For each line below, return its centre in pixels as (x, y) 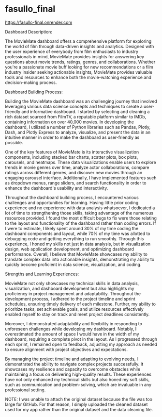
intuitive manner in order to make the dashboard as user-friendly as (72, 137)
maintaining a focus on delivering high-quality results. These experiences (78, 374)
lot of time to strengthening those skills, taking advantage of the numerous (79, 213)
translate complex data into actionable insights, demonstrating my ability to (80, 259)
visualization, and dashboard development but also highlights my (70, 288)
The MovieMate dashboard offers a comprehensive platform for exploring (78, 41)
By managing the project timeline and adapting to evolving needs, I (72, 359)
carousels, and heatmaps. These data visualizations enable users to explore (81, 162)
